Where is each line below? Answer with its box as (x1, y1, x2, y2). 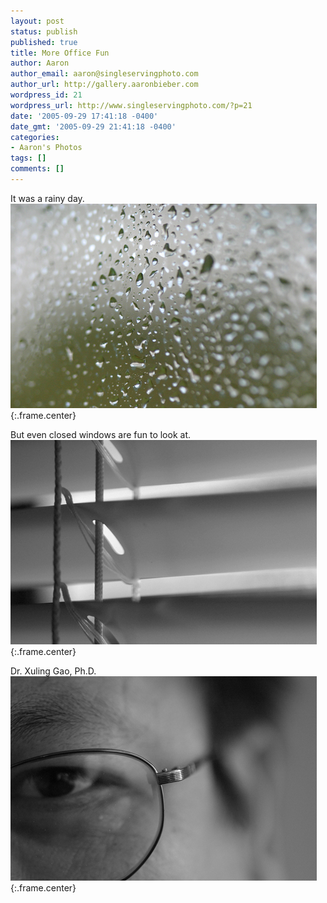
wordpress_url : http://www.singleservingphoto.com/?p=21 (10, 100, 253, 110)
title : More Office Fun (10, 48, 110, 58)
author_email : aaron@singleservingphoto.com (10, 69, 199, 79)
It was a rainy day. (10, 192, 85, 204)
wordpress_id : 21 (10, 90, 83, 100)
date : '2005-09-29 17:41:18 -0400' (10, 111, 159, 121)
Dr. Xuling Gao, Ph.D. (10, 665, 97, 677)
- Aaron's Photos (10, 143, 83, 153)
